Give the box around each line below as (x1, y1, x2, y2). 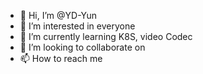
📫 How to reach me (19, 53, 103, 64)
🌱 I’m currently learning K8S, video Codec (19, 31, 193, 42)
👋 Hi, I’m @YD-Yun (19, 10, 97, 21)
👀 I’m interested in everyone (19, 20, 136, 32)
